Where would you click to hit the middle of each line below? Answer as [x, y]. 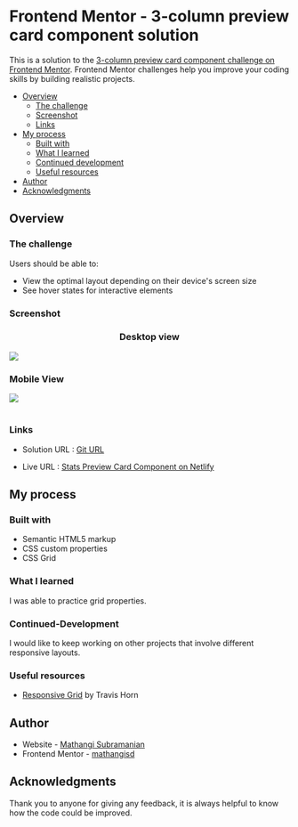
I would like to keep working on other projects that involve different [132, 643]
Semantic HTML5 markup [69, 539]
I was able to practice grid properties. [78, 600]
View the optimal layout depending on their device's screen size [139, 280]
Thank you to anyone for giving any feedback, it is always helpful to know [144, 803]
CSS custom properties [65, 548]
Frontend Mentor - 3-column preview [149, 16]
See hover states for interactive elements [97, 290]
